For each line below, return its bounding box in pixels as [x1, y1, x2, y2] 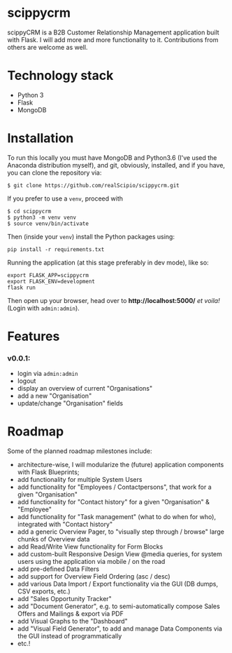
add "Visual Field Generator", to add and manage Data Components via [17, 624, 222, 633]
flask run [7, 284, 36, 291]
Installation [7, 130, 74, 147]
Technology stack [7, 68, 114, 83]
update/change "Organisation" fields [17, 399, 124, 408]
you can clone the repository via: [7, 168, 102, 177]
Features [7, 328, 60, 344]
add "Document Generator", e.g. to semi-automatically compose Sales [17, 602, 220, 611]
